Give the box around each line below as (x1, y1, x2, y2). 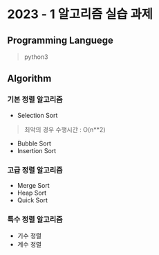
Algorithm (7, 73, 52, 85)
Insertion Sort (17, 146, 57, 155)
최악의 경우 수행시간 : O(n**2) (24, 125, 106, 134)
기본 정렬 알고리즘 (7, 95, 64, 105)
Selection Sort (17, 111, 58, 119)
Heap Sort (17, 188, 47, 197)
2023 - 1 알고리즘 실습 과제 (7, 6, 153, 22)
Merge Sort (17, 181, 50, 189)
